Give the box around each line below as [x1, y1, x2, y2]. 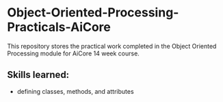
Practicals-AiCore [7, 19, 112, 35]
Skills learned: [7, 69, 70, 81]
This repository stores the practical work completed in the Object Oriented [7, 42, 217, 50]
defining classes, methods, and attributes [16, 87, 135, 95]
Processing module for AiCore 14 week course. [7, 49, 140, 58]
